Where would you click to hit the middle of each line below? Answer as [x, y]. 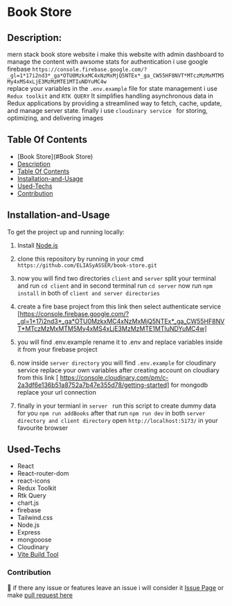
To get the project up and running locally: [66, 232]
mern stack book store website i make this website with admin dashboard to [116, 54]
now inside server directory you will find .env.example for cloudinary [117, 363]
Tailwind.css [35, 518]
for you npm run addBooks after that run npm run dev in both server [111, 413]
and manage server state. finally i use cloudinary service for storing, [107, 111]
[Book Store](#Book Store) [55, 156]
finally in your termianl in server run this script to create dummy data [117, 406]
